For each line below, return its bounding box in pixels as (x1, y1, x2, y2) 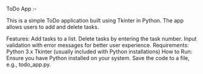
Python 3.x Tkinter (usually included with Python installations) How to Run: (6, 48, 193, 55)
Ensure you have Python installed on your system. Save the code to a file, (6, 55, 190, 61)
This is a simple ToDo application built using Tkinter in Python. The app (6, 17, 184, 24)
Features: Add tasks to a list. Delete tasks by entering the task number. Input (6, 35, 197, 42)
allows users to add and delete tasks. (6, 24, 99, 30)
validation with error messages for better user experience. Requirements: (6, 42, 189, 49)
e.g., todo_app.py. (6, 61, 52, 68)
